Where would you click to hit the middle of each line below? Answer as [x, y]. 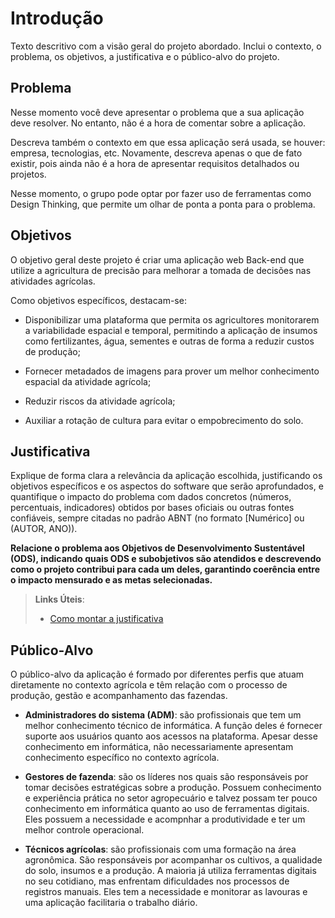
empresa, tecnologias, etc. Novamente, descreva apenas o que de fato [156, 153]
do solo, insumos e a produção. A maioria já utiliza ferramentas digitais [170, 871]
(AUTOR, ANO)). [44, 529]
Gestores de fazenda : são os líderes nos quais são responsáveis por [166, 777]
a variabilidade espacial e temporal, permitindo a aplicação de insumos [171, 330]
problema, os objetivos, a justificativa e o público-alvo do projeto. [145, 56]
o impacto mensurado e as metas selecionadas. [111, 580]
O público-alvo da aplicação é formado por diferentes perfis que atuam [157, 674]
